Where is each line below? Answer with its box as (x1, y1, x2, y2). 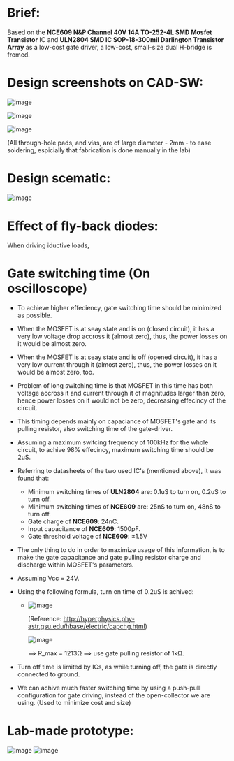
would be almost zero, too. (17, 368, 94, 376)
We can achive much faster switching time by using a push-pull (17, 683, 200, 692)
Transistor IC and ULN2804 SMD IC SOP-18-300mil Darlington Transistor (7, 35, 224, 43)
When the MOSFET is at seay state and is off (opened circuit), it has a (17, 353, 218, 361)
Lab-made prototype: (7, 723, 134, 739)
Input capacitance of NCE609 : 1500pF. (27, 524, 141, 532)
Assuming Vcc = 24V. (17, 574, 80, 582)
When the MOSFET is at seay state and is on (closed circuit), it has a (17, 324, 214, 333)
